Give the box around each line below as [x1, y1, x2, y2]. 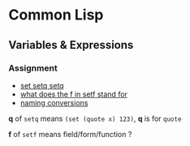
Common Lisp [8, 6, 104, 24]
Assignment [8, 62, 58, 74]
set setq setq [19, 80, 64, 90]
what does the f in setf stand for [19, 89, 128, 99]
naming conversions [19, 97, 89, 107]
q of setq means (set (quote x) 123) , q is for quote [8, 114, 182, 123]
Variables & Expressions [8, 38, 134, 52]
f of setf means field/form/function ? [8, 129, 132, 139]
